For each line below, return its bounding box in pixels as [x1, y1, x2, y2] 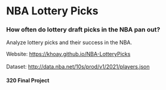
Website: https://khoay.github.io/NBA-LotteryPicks [6, 51, 131, 58]
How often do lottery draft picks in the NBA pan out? [6, 26, 161, 34]
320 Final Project [6, 77, 50, 84]
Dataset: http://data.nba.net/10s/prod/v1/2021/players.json [6, 63, 150, 70]
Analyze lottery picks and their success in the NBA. [6, 39, 133, 46]
